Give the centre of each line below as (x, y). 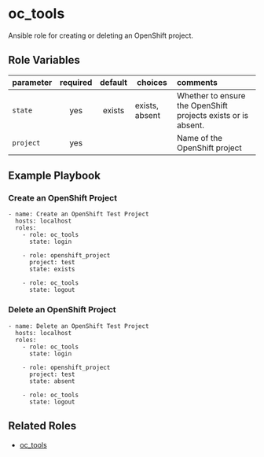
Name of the (199, 138)
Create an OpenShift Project (63, 198)
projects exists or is (213, 115)
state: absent (52, 381)
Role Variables (44, 60)
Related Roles (42, 426)
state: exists (52, 269)
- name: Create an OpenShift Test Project (79, 214)
